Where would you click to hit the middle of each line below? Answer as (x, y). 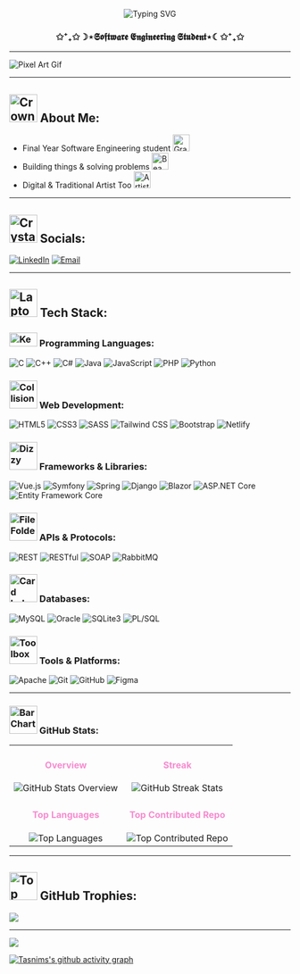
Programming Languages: (96, 344)
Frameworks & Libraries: (93, 466)
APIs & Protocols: (77, 537)
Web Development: (82, 404)
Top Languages (66, 815)
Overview (66, 765)
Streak (177, 765)
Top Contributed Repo (177, 815)
